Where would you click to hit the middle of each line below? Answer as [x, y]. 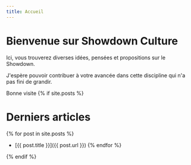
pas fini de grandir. [29, 81]
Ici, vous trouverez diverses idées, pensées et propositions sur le [86, 58]
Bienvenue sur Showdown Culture [92, 41]
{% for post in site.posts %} [40, 134]
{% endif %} [21, 156]
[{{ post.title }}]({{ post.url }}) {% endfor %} [68, 145]
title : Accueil [25, 12]
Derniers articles [48, 117]
